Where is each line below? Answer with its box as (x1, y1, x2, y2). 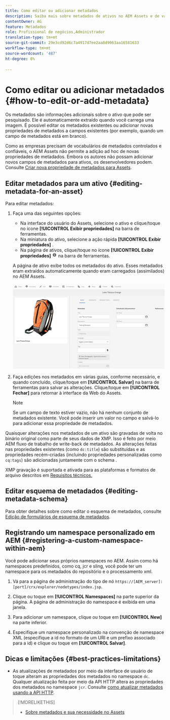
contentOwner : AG (5, 19, 42, 24)
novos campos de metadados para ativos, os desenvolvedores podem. (5, 159, 153, 165)
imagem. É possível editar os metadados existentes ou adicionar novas (5, 122, 153, 129)
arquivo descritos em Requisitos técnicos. (5, 472, 93, 478)
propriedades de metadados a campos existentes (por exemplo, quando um (5, 128, 163, 134)
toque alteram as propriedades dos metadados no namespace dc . (12, 673, 150, 679)
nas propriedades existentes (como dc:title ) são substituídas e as (5, 446, 145, 452)
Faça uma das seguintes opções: (12, 210, 82, 216)
